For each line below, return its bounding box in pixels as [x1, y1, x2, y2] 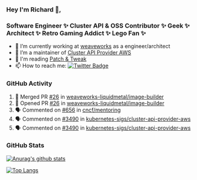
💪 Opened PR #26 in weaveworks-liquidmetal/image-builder [14, 99, 164, 107]
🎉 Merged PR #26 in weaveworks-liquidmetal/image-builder [14, 93, 164, 100]
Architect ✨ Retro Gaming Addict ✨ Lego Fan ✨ [6, 29, 146, 37]
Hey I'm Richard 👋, [6, 5, 61, 14]
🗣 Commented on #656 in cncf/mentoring [14, 106, 121, 113]
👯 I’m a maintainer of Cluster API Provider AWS [14, 49, 131, 56]
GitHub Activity [6, 79, 52, 88]
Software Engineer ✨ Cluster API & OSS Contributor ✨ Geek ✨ [6, 21, 190, 29]
